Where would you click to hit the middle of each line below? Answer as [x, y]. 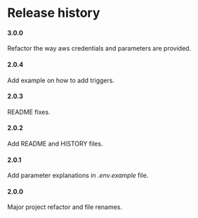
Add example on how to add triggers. [61, 80]
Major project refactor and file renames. [65, 207]
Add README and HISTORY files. [55, 143]
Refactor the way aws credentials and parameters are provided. [99, 49]
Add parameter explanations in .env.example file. [78, 175]
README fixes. [29, 112]
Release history [54, 13]
